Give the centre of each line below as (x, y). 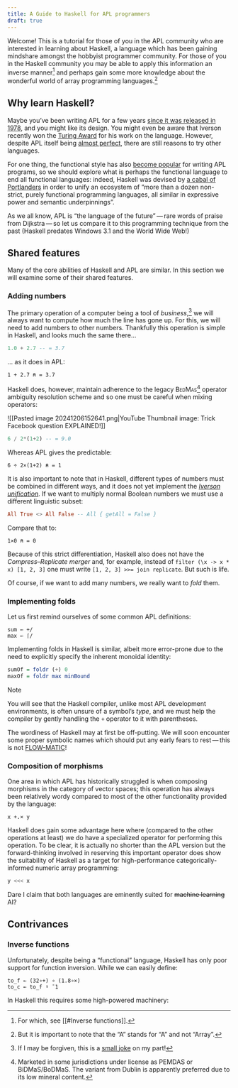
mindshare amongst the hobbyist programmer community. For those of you (117, 56)
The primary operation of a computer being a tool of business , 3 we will (110, 312)
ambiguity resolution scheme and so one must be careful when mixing (110, 397)
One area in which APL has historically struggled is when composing (107, 781)
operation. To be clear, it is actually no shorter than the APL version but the (117, 845)
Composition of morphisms (55, 766)
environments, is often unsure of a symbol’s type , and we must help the (112, 711)
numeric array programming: (77, 868)
